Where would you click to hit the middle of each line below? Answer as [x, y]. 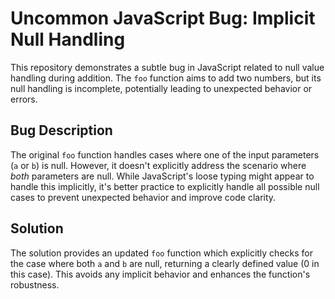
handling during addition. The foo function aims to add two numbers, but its [166, 78]
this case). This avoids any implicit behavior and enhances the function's [160, 274]
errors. [24, 99]
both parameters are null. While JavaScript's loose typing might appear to [162, 176]
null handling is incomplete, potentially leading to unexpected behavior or [161, 88]
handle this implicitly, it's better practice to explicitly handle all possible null [165, 186]
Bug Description [61, 130]
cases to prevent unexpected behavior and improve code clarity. [143, 197]
